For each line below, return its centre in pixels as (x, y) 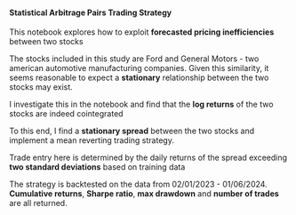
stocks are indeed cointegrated (66, 114)
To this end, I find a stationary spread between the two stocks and (132, 131)
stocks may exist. (41, 87)
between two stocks (46, 42)
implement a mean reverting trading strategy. (92, 140)
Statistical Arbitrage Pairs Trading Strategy (90, 12)
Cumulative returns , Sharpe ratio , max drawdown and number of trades (144, 194)
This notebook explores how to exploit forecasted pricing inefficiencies (142, 32)
